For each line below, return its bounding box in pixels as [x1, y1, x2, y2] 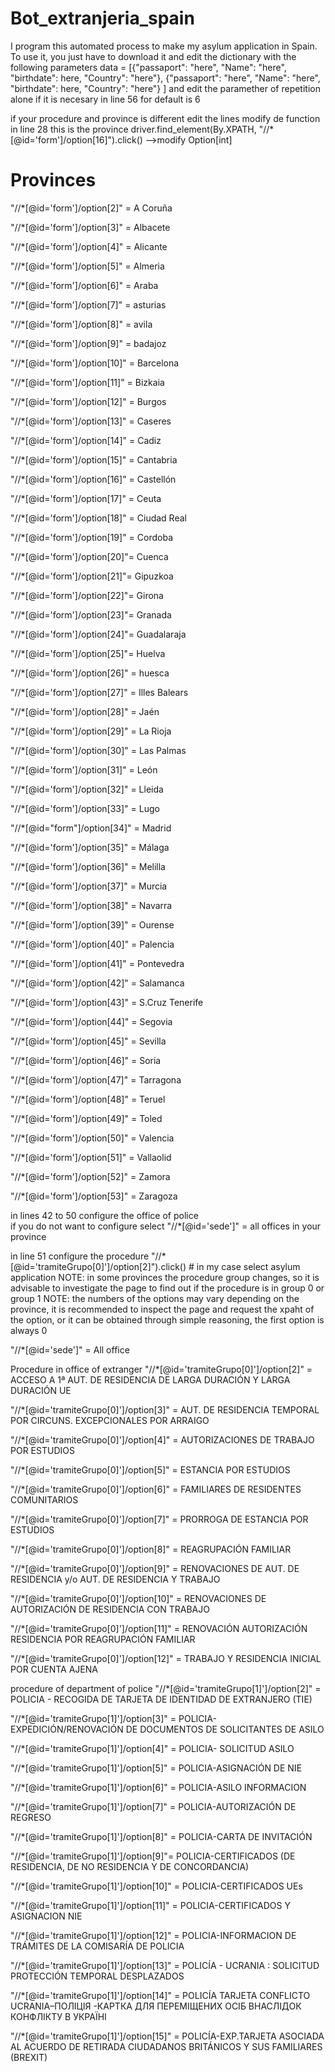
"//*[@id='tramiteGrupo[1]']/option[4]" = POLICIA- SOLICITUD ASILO [10, 1742, 295, 1754]
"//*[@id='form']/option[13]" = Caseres [10, 415, 172, 427]
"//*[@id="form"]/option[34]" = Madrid [10, 822, 172, 834]
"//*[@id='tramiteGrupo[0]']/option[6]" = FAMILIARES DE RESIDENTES [10, 1483, 302, 1495]
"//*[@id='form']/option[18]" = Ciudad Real [10, 512, 187, 524]
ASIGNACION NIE [10, 1910, 83, 1922]
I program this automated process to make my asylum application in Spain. [10, 40, 318, 52]
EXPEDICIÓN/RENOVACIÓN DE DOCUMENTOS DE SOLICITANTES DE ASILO [10, 1723, 325, 1735]
